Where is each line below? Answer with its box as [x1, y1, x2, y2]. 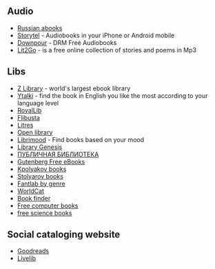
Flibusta [17, 113, 40, 121]
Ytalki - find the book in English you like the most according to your [17, 91, 208, 99]
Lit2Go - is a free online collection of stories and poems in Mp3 [17, 46, 196, 54]
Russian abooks [17, 23, 63, 32]
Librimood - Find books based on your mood [17, 135, 145, 143]
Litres [17, 121, 34, 129]
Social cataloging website [7, 229, 121, 241]
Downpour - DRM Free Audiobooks [17, 38, 117, 47]
